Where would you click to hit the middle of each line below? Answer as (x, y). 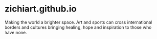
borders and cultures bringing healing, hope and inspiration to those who (78, 27)
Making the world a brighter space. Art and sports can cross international (78, 22)
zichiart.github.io (41, 9)
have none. (16, 32)
